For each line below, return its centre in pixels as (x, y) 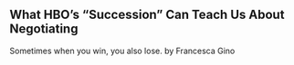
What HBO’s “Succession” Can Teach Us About (147, 15)
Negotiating (44, 29)
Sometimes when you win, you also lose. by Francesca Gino (122, 51)
